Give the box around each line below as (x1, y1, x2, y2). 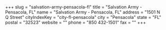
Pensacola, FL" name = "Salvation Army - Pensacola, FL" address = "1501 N (5, 9, 161, 15)
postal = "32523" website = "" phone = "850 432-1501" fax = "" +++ (5, 19, 146, 25)
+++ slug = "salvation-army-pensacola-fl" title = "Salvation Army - (5, 4, 142, 10)
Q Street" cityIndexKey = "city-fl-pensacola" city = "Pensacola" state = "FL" (5, 15, 162, 20)
